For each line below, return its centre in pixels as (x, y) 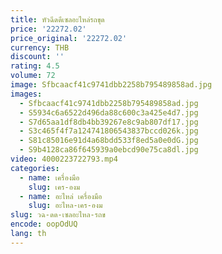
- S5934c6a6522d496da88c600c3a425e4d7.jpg (109, 112)
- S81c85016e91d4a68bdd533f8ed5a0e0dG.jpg (109, 141)
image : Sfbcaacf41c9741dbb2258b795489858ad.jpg (111, 85)
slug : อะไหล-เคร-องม (65, 206)
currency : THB (40, 47)
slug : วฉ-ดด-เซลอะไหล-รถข (58, 215)
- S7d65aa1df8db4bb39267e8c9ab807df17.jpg (109, 122)
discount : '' (37, 57)
